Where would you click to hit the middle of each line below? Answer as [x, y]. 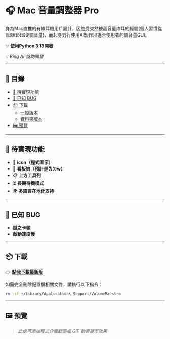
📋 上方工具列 [27, 175]
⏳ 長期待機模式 [28, 183]
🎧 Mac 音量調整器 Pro [52, 10]
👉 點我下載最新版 [24, 272]
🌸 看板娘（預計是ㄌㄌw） [39, 168]
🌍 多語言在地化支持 [33, 191]
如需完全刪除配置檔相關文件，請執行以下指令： [54, 284]
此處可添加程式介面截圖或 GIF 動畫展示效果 [62, 331]
